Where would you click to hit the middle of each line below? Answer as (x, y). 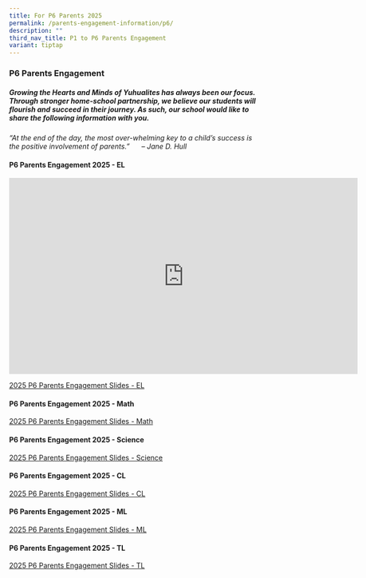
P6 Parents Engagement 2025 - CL (67, 476)
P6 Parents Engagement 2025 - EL (67, 164)
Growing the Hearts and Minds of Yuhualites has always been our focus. (132, 92)
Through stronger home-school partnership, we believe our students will (132, 101)
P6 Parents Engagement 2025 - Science (77, 440)
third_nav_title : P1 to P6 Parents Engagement (88, 38)
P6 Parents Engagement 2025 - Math (72, 403)
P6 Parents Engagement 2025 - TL (67, 548)
